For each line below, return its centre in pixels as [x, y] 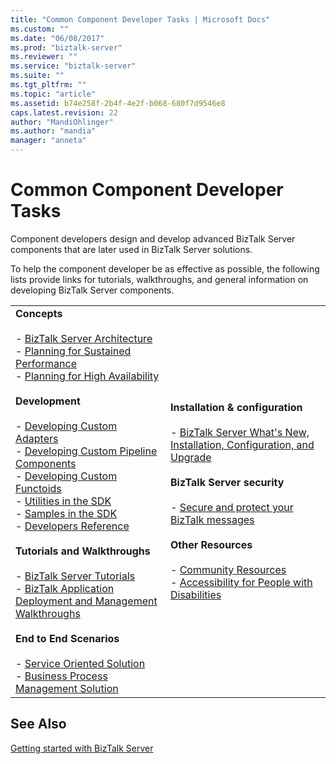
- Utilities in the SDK [63, 501]
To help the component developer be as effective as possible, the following [165, 268]
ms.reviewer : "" [44, 57]
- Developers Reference [72, 526]
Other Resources [211, 544]
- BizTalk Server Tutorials [75, 576]
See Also [38, 724]
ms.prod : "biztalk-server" [66, 47]
